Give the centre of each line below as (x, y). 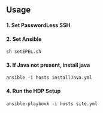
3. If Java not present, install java (48, 65)
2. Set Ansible (24, 39)
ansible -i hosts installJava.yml (49, 78)
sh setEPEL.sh (24, 52)
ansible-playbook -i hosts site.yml (52, 104)
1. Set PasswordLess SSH (38, 25)
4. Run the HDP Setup (34, 91)
